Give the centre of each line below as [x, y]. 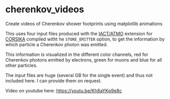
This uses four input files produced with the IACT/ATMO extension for [79, 33]
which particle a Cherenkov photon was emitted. [56, 44]
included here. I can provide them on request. [53, 81]
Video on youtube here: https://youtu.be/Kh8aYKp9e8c [64, 90]
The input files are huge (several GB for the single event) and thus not [79, 75]
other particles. [21, 65]
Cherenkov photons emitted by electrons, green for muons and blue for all [84, 60]
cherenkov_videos [45, 9]
